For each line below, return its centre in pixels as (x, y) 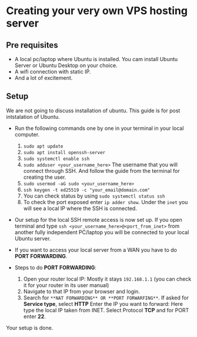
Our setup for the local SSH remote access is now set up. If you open (98, 219)
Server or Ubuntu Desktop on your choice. (66, 65)
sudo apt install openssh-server (64, 152)
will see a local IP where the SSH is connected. (80, 208)
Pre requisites (32, 45)
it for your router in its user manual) (66, 285)
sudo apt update (43, 146)
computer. (27, 134)
